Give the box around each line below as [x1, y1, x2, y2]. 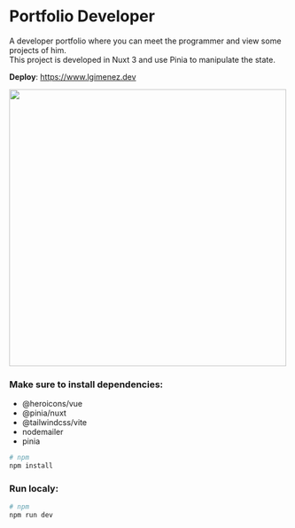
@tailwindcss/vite [21, 417, 87, 428]
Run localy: [9, 482, 59, 494]
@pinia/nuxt [21, 408, 66, 418]
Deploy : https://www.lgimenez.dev [9, 71, 136, 82]
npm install [9, 462, 53, 470]
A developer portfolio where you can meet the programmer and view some [9, 35, 282, 46]
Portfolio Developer [9, 6, 155, 27]
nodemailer [21, 427, 64, 438]
